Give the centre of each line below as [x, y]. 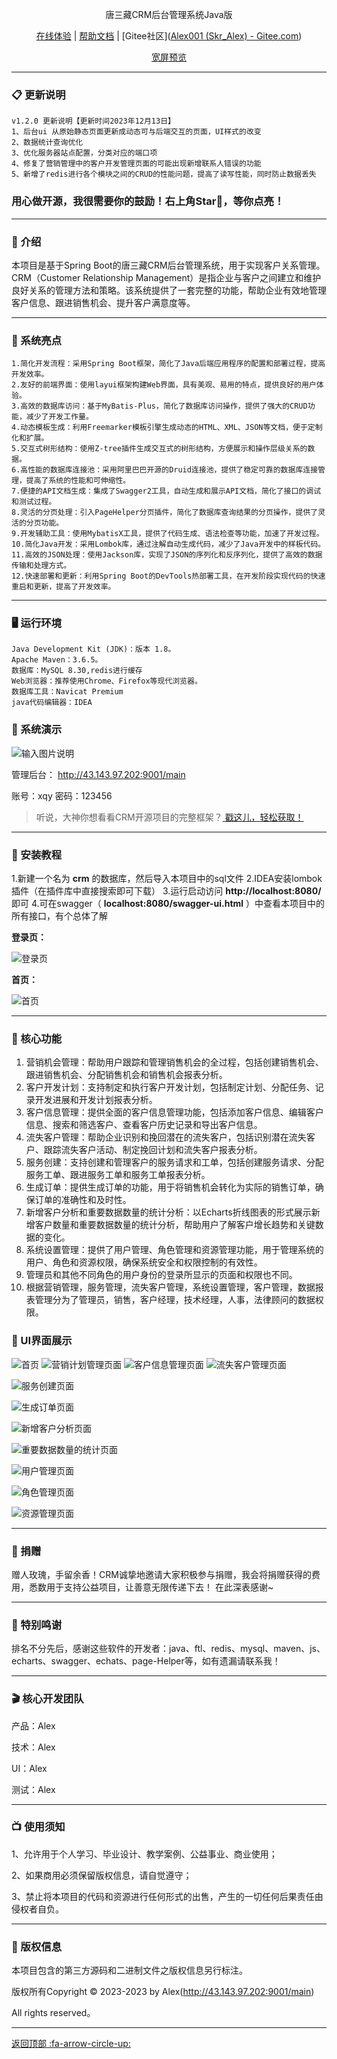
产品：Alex [33, 1725]
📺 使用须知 [38, 1827]
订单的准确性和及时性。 [83, 1200]
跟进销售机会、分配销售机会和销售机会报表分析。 [126, 1075]
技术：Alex [33, 1747]
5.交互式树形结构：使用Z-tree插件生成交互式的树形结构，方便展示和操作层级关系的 [159, 449]
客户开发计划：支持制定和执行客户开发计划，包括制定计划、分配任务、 [170, 1087]
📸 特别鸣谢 [37, 1625]
